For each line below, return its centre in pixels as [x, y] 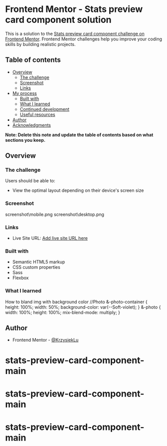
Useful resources [38, 114]
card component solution [58, 20]
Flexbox [20, 278]
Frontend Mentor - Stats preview [74, 9]
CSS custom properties [36, 267]
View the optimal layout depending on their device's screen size [78, 190]
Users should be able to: [30, 181]
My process [25, 93]
